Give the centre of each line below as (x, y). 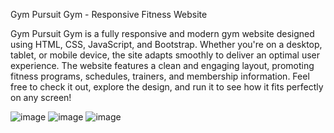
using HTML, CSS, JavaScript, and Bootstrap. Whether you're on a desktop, (166, 44)
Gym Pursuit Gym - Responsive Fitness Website (109, 14)
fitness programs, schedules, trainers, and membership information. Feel (160, 76)
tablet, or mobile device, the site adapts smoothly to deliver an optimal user (165, 55)
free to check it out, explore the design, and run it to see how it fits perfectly (167, 87)
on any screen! (41, 97)
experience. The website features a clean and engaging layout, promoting (162, 65)
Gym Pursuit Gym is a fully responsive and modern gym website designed (162, 33)
